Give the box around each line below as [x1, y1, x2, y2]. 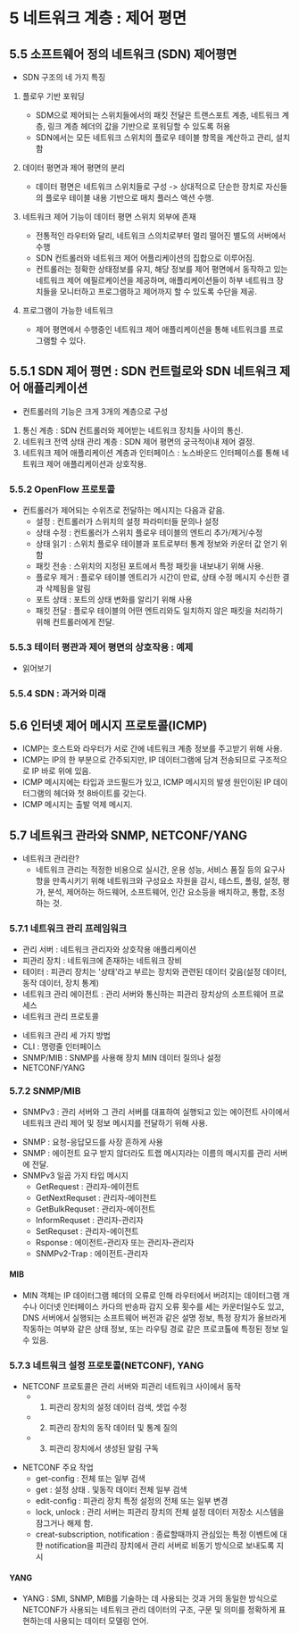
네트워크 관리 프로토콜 [21, 1011, 100, 1022]
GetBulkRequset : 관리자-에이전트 [35, 1203, 156, 1214]
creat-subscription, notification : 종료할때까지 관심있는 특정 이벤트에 [35, 1529, 278, 1540]
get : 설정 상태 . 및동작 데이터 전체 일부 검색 [35, 1484, 187, 1496]
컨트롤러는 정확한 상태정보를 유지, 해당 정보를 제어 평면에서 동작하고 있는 [35, 264, 288, 274]
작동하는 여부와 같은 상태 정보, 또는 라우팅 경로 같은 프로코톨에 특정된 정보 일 [21, 1323, 289, 1334]
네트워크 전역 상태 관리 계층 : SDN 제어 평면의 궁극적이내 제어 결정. [21, 436, 255, 446]
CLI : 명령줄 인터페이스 [21, 1041, 102, 1052]
